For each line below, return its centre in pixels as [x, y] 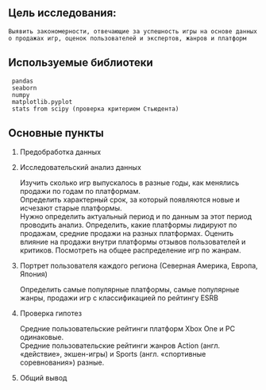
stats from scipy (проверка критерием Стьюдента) [95, 109]
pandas [23, 81]
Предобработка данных [60, 152]
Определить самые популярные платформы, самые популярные [129, 290]
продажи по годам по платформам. [80, 191]
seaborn [24, 88]
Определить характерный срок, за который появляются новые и [130, 200]
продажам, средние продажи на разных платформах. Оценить [127, 234]
